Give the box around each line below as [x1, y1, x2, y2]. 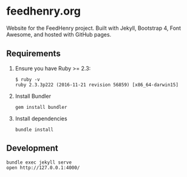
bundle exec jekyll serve [6, 159, 72, 165]
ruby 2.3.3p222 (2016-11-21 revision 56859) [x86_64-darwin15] [15, 82, 179, 88]
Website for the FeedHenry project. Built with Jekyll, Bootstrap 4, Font [6, 24, 181, 32]
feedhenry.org [6, 4, 81, 18]
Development [6, 143, 59, 153]
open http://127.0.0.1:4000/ [6, 164, 80, 171]
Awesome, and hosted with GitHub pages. [6, 30, 112, 38]
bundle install [15, 127, 54, 133]
